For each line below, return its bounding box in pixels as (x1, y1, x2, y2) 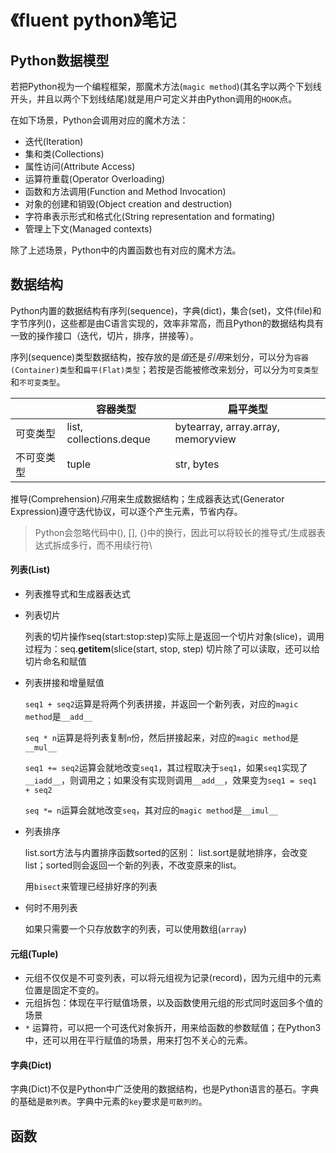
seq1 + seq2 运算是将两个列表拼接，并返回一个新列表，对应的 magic (24, 698, 299, 710)
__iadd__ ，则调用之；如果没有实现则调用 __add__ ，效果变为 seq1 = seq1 (24, 774, 317, 786)
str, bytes (174, 457, 220, 471)
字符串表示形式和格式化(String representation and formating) (24, 211, 276, 222)
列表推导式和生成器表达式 (24, 588, 131, 600)
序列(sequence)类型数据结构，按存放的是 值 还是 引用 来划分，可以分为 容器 (10, 351, 310, 363)
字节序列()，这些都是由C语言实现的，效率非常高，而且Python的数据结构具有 (10, 317, 324, 329)
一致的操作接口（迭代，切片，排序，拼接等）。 (10, 329, 199, 341)
